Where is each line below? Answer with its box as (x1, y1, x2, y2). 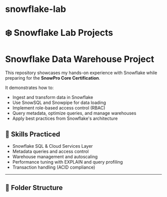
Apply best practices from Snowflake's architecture (12, 115, 118, 121)
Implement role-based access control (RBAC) (12, 105, 105, 111)
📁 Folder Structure (5, 183, 63, 192)
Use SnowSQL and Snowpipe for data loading (12, 99, 106, 105)
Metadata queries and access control (12, 148, 89, 155)
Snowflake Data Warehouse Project (5, 53, 155, 65)
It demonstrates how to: (5, 85, 54, 91)
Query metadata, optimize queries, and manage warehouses (12, 110, 137, 116)
